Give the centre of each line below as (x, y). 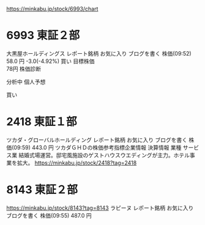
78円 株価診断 (24, 68)
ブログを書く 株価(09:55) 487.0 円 (49, 215)
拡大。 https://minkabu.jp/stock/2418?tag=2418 (77, 163)
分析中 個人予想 (26, 81)
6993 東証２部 (43, 35)
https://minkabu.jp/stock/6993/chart (52, 9)
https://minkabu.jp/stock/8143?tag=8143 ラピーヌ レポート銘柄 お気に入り (100, 208)
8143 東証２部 (42, 190)
